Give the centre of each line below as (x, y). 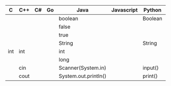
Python (152, 10)
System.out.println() (83, 76)
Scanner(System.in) (83, 68)
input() (151, 68)
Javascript (124, 10)
